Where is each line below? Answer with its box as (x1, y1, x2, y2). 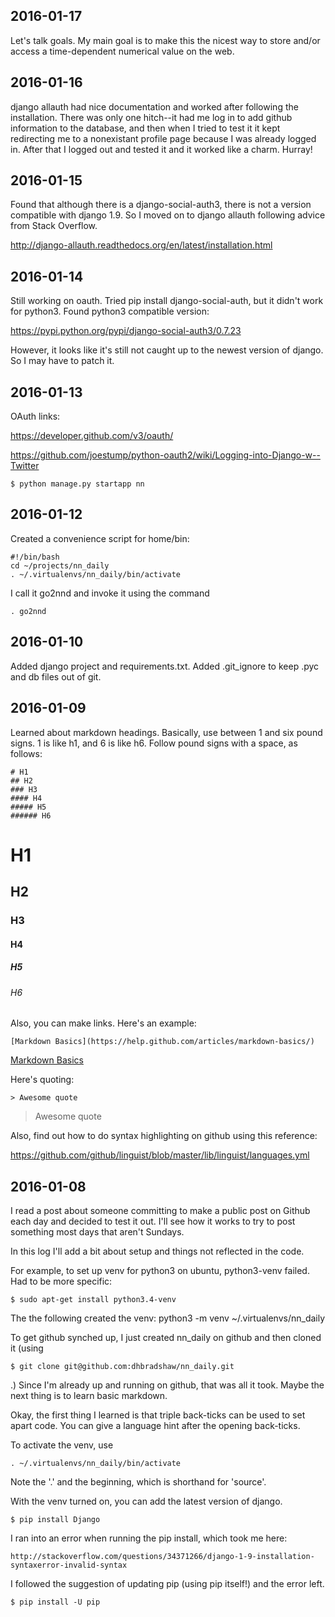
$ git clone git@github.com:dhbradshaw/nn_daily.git (10, 1361, 235, 1371)
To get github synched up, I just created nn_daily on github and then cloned (10, 1331, 322, 1343)
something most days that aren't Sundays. (10, 1225, 185, 1238)
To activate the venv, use (10, 1439, 114, 1451)
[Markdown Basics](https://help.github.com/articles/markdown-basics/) (10, 1037, 315, 1047)
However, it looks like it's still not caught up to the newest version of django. (10, 344, 324, 356)
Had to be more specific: (10, 1275, 113, 1287)
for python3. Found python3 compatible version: (10, 305, 210, 318)
